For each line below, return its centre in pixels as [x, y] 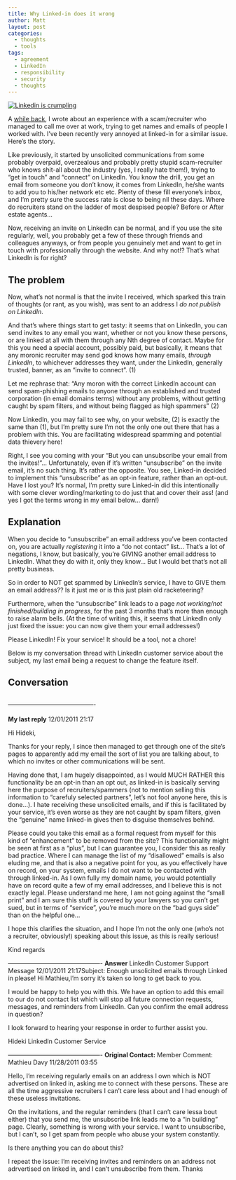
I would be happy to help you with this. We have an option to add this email [116, 992]
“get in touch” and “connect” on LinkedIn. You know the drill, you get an [111, 177]
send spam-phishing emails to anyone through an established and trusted [114, 391]
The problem [36, 280]
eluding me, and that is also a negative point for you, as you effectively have [118, 863]
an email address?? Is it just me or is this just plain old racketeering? [106, 590]
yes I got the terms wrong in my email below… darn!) [84, 500]
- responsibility [40, 72]
